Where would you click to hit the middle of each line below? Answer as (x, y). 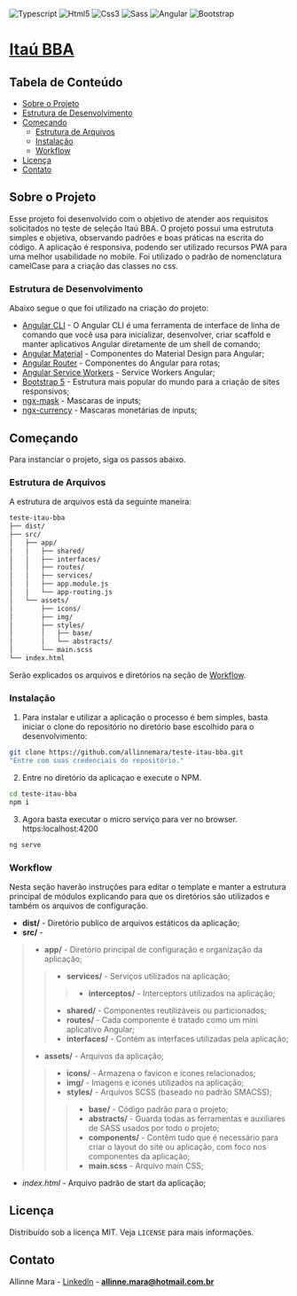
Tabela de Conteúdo (66, 82)
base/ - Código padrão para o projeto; (158, 1109)
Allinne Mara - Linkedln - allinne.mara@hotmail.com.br (112, 1281)
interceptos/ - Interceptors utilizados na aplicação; (182, 993)
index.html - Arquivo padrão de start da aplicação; (114, 1182)
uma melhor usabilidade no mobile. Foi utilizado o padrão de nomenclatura (145, 256)
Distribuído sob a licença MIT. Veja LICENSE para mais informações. (132, 1232)
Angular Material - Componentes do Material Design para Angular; (143, 354)
